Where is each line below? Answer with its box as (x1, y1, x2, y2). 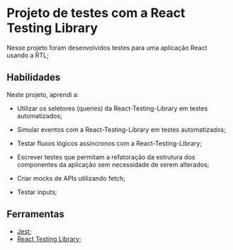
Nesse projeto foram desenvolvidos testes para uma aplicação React (6, 43, 208, 52)
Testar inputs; (16, 188, 57, 196)
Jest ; (16, 227, 33, 235)
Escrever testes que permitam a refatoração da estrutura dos (16, 152, 195, 161)
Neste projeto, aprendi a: (6, 90, 79, 98)
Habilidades (6, 72, 61, 84)
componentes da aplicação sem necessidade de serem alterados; (16, 160, 210, 169)
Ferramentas (6, 208, 64, 220)
